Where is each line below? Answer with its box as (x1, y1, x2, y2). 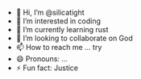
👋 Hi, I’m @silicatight (15, 8, 85, 17)
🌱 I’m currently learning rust (15, 25, 109, 34)
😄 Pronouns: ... (15, 54, 68, 64)
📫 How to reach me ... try (15, 43, 102, 52)
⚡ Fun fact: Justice (15, 63, 79, 73)
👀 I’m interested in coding (15, 16, 102, 26)
